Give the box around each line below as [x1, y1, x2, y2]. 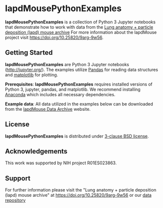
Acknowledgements [5, 147, 68, 156]
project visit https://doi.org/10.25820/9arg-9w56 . [5, 35, 104, 40]
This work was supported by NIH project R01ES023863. [5, 160, 117, 166]
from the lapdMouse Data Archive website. [5, 106, 91, 112]
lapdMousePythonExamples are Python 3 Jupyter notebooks [5, 61, 129, 67]
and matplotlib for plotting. [5, 71, 58, 78]
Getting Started [5, 49, 53, 57]
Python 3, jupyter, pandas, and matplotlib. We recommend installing [5, 86, 141, 92]
